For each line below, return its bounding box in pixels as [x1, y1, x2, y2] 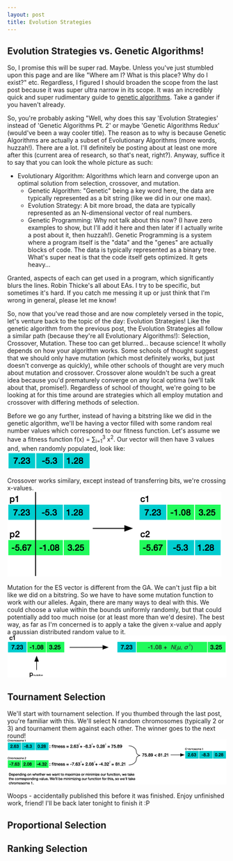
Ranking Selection [7, 843, 88, 855]
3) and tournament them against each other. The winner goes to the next [7, 724, 216, 733]
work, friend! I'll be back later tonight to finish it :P [7, 799, 150, 807]
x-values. [7, 483, 34, 492]
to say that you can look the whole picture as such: [7, 159, 153, 167]
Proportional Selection [7, 819, 106, 831]
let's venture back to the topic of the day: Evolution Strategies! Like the [7, 317, 211, 325]
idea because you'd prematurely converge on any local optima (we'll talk [7, 376, 216, 385]
